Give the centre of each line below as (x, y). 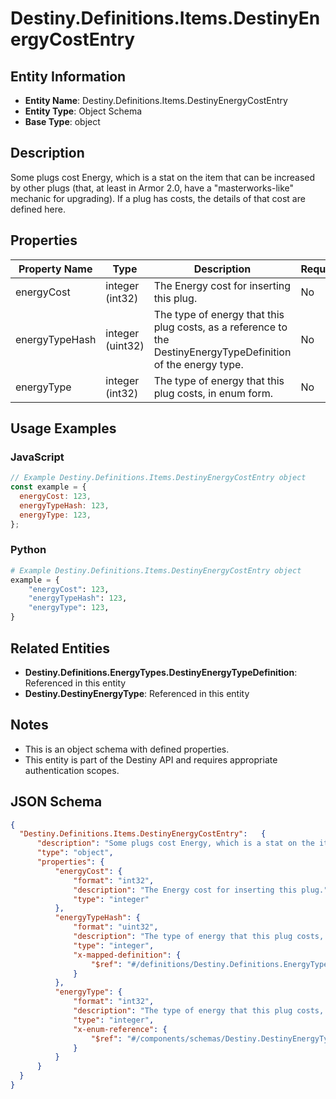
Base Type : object (62, 121)
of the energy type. (198, 364)
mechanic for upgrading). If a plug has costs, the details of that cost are (158, 198)
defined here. (38, 209)
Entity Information (68, 76)
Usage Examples (63, 428)
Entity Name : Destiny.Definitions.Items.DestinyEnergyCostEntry (156, 100)
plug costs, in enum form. (213, 393)
